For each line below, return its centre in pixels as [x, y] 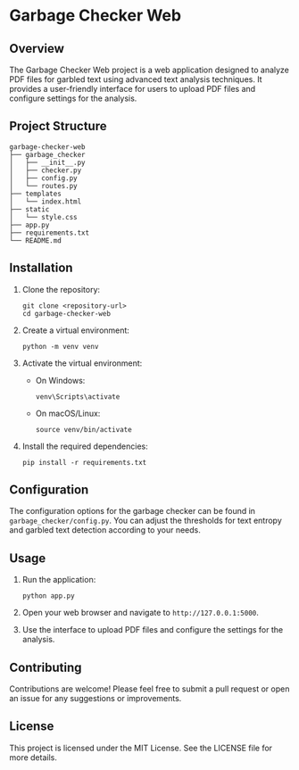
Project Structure [58, 126]
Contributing [46, 667]
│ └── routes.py [43, 186]
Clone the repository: [61, 289]
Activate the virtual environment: [82, 363]
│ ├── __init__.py [48, 162]
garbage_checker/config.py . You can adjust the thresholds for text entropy [146, 521]
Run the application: [59, 580]
